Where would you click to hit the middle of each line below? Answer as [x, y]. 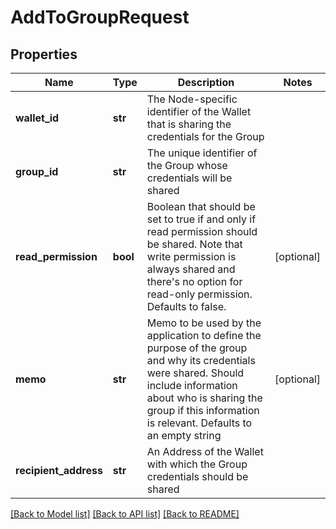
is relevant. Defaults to [199, 423]
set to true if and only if [201, 219]
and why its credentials [201, 360]
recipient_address [59, 470]
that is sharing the [189, 124]
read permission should [202, 231]
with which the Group [197, 464]
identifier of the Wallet [199, 111]
